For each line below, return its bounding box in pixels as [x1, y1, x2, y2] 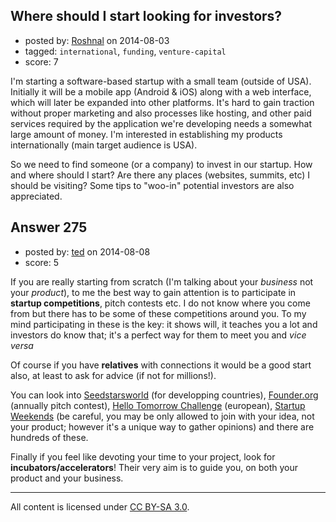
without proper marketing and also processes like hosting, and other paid [10, 107, 312, 119]
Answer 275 [10, 219, 88, 236]
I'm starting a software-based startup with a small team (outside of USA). [10, 75, 312, 87]
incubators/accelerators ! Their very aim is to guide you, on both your [10, 461, 299, 473]
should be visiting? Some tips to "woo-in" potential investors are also [10, 179, 295, 191]
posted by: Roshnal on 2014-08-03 [24, 34, 170, 46]
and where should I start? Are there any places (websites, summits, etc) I [10, 169, 311, 181]
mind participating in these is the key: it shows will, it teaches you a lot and [10, 318, 318, 330]
